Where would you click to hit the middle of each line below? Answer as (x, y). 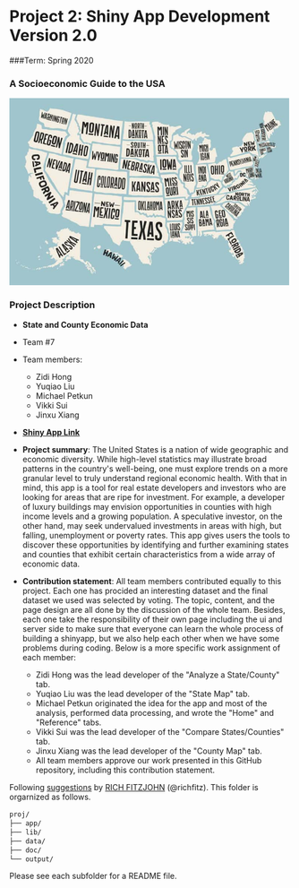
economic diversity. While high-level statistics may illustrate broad (144, 459)
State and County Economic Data (85, 324)
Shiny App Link (51, 432)
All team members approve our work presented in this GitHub (149, 760)
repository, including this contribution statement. (125, 770)
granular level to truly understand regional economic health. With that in (154, 478)
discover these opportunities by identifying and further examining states (155, 545)
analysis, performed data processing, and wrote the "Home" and (155, 712)
